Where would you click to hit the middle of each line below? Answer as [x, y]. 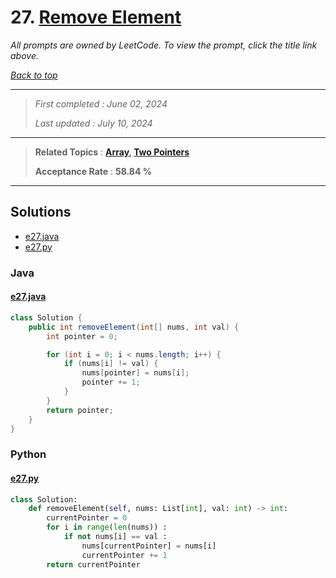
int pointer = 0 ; [82, 336]
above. [24, 55]
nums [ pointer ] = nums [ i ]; [135, 373]
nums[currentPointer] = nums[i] [149, 546]
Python [28, 454]
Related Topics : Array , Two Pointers [112, 152]
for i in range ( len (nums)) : [107, 527]
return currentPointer [93, 564]
